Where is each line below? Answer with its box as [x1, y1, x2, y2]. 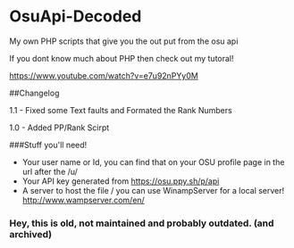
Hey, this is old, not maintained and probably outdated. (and [9, 217, 274, 229]
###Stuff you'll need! [9, 139, 88, 150]
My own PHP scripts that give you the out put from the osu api [9, 36, 239, 46]
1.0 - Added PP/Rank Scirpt [9, 122, 110, 133]
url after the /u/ [21, 166, 79, 177]
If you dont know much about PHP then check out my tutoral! [9, 53, 234, 63]
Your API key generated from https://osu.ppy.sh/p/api [21, 176, 220, 186]
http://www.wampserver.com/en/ [21, 194, 145, 205]
